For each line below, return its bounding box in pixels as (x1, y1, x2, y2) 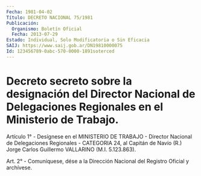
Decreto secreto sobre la (6, 74, 132, 88)
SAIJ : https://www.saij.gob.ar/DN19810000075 (6, 43, 123, 49)
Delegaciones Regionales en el (6, 100, 164, 114)
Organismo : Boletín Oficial (11, 25, 83, 32)
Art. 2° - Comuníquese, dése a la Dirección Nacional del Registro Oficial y (6, 157, 189, 165)
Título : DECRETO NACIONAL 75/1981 (6, 15, 94, 21)
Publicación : (6, 20, 39, 26)
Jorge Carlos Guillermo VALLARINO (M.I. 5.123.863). (6, 146, 136, 153)
